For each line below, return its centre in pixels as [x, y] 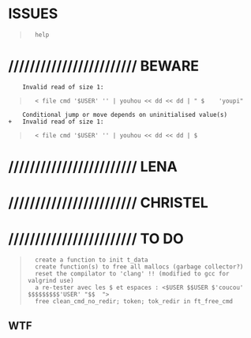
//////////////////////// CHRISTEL [109, 203]
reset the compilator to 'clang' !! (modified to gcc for [132, 274]
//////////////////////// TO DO [96, 239]
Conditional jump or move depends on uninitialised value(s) [125, 115]
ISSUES [33, 14]
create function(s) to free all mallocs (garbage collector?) [139, 267]
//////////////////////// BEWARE [104, 66]
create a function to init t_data [92, 260]
